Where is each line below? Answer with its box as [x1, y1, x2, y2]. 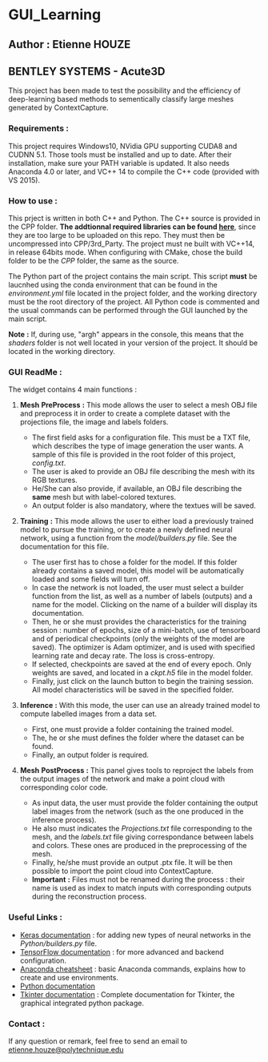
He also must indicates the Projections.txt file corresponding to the [31, 823, 253, 834]
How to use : [8, 195, 58, 206]
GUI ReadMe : [8, 366, 62, 377]
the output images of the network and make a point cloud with [19, 774, 226, 784]
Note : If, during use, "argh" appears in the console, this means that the [8, 329, 244, 339]
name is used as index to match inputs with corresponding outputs [31, 883, 252, 893]
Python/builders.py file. [19, 939, 98, 948]
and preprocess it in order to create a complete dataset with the [19, 408, 230, 418]
